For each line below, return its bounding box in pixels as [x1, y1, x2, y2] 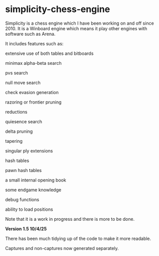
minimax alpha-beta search [5, 60, 62, 66]
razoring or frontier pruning [5, 99, 62, 105]
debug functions [5, 196, 39, 202]
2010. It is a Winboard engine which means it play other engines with [5, 25, 147, 31]
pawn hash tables [5, 167, 42, 173]
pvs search [5, 69, 29, 76]
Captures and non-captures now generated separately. [5, 245, 119, 251]
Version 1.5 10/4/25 [5, 225, 47, 232]
